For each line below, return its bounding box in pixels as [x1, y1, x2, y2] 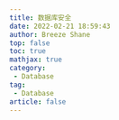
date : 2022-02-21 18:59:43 [9, 22, 111, 31]
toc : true [9, 47, 47, 56]
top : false [9, 38, 50, 48]
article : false [9, 97, 67, 106]
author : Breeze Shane [9, 30, 91, 39]
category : [9, 64, 47, 73]
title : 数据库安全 [9, 13, 72, 23]
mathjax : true [9, 55, 63, 64]
